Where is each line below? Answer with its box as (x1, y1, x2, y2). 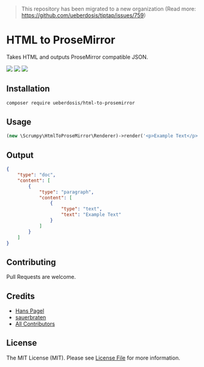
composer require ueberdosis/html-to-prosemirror (6, 100, 136, 106)
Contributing (6, 257, 56, 267)
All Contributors (15, 321, 55, 327)
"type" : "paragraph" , (38, 189, 95, 195)
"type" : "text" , (60, 206, 103, 212)
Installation (6, 84, 50, 94)
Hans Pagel (15, 307, 45, 314)
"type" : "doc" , (17, 172, 56, 178)
